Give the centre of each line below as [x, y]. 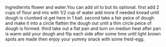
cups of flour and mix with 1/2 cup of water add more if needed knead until [82, 12]
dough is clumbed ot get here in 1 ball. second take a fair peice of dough [80, 18]
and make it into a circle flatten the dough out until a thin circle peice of [78, 23]
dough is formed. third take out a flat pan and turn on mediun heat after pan [83, 28]
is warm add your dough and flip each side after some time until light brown [83, 34]
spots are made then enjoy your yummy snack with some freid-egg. [75, 39]
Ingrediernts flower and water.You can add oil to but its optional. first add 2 [82, 7]
